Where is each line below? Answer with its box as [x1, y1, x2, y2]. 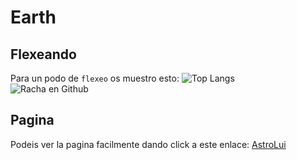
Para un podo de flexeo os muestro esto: [10, 72, 180, 84]
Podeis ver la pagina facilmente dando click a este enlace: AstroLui [10, 138, 287, 150]
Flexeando [10, 46, 77, 63]
